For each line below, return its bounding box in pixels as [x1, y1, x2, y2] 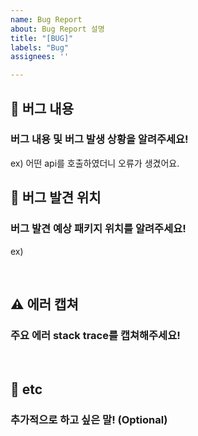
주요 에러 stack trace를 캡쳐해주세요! [10, 328, 181, 342]
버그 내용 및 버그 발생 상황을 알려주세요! [10, 132, 189, 146]
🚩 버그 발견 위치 [10, 189, 102, 206]
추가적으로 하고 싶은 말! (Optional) [10, 412, 168, 426]
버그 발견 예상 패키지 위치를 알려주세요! [10, 222, 187, 236]
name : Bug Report [10, 14, 83, 25]
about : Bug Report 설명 [10, 24, 105, 34]
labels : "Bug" [10, 42, 70, 53]
